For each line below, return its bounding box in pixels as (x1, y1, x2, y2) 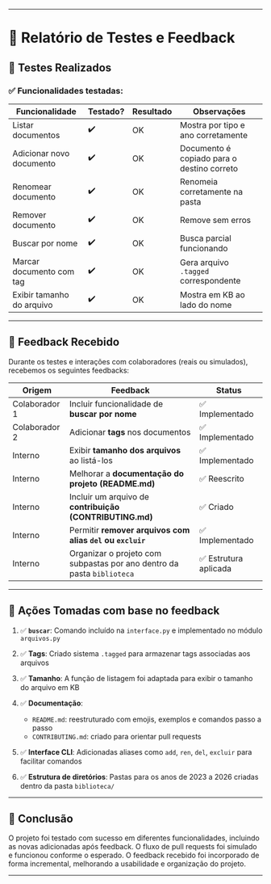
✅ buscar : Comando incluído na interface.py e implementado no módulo (19, 625, 263, 635)
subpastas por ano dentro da (69, 558, 179, 569)
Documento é (180, 142, 231, 154)
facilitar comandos (19, 756, 82, 766)
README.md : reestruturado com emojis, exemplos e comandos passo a (31, 714, 262, 724)
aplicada (198, 562, 232, 574)
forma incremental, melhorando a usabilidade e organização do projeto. (8, 859, 247, 869)
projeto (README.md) (69, 478, 156, 489)
